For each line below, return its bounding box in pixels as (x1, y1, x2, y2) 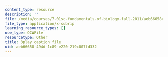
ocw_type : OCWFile (5, 30, 43, 35)
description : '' (5, 12, 39, 17)
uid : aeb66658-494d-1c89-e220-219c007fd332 (5, 44, 97, 49)
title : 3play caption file (5, 40, 61, 45)
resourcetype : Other (5, 35, 48, 40)
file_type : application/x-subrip (5, 21, 75, 26)
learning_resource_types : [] (5, 26, 66, 31)
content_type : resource (5, 7, 55, 12)
